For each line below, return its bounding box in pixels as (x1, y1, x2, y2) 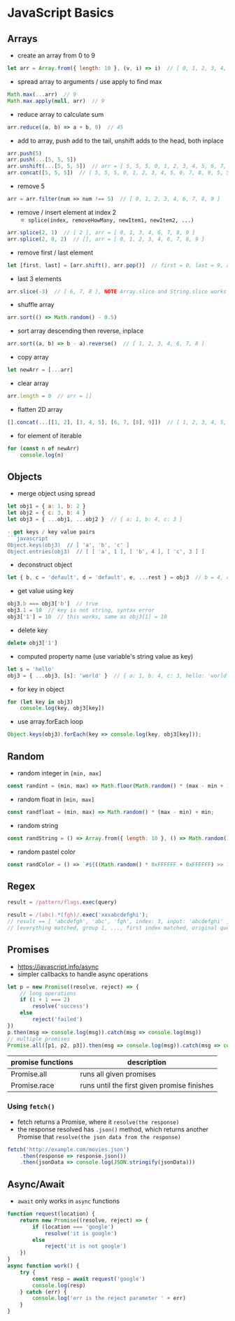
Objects (7, 471, 43, 483)
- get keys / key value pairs (7, 528, 96, 536)
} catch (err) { (20, 1288, 68, 1295)
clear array (17, 379, 49, 387)
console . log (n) (20, 451, 64, 459)
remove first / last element (17, 248, 93, 257)
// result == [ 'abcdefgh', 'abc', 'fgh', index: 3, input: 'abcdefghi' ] (7, 918, 230, 925)
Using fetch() (7, 1101, 55, 1111)
